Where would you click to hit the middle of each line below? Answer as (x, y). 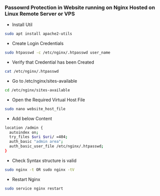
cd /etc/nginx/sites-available (37, 90)
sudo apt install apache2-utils (38, 34)
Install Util (22, 25)
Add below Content (32, 118)
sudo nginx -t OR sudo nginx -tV (40, 169)
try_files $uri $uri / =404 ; (39, 137)
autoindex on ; (24, 132)
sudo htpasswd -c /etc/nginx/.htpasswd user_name (58, 53)
